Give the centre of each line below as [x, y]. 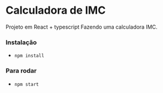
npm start [27, 84]
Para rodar [21, 71]
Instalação [21, 42]
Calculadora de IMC [56, 10]
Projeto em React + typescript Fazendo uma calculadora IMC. [82, 27]
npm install [29, 56]
